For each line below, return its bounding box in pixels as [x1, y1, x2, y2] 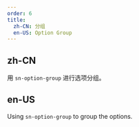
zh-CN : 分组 [13, 23, 46, 30]
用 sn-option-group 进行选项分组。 [7, 73, 105, 82]
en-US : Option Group [13, 29, 72, 36]
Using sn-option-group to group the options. [7, 112, 133, 120]
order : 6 [7, 10, 32, 17]
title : [7, 16, 26, 23]
